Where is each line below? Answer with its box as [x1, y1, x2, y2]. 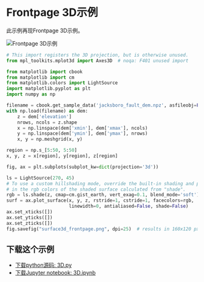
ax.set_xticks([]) [6, 209, 53, 215]
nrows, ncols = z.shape [17, 119, 78, 125]
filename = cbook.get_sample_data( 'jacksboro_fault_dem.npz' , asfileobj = [6, 102, 197, 108]
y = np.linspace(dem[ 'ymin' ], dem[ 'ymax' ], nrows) [17, 130, 148, 137]
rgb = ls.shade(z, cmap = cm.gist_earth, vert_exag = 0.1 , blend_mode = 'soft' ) [6, 192, 200, 198]
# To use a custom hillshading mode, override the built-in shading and [6, 180, 194, 186]
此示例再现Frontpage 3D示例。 [6, 27, 84, 34]
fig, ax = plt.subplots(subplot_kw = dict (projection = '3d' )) [6, 164, 159, 170]
